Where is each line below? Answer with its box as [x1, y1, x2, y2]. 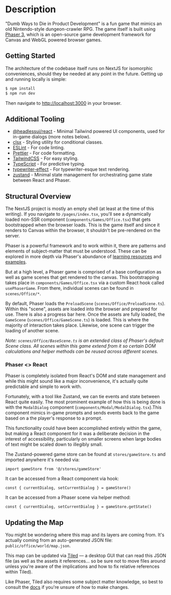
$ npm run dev [5, 90, 36, 96]
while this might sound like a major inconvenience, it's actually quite [5, 378, 148, 384]
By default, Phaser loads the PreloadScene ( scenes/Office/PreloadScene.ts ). [5, 301, 166, 307]
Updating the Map [5, 518, 64, 527]
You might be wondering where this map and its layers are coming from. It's [5, 532, 165, 538]
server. [5, 233, 20, 239]
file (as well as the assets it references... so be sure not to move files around [5, 558, 166, 564]
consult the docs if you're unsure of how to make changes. [5, 584, 129, 590]
